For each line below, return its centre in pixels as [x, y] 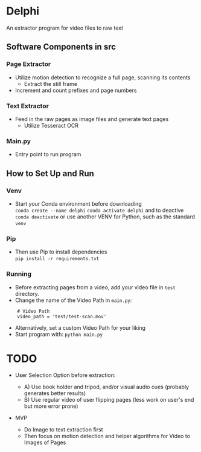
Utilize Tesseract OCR [51, 125]
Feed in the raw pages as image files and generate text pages [92, 119]
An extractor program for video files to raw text [65, 28]
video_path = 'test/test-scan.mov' [62, 316]
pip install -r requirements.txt [57, 259]
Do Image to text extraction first [63, 430]
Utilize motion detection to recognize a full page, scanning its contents [103, 77]
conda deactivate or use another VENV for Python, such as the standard [105, 217]
